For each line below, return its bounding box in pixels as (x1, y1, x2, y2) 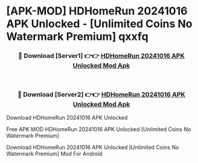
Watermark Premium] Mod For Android (6, 150, 103, 157)
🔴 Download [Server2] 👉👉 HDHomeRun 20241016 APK (17, 90, 186, 99)
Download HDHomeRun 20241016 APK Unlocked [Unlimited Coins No (6, 143, 179, 151)
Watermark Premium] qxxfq (6, 30, 149, 43)
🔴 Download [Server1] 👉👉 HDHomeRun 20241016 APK (18, 52, 185, 60)
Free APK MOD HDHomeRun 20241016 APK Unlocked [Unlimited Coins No (6, 125, 191, 133)
